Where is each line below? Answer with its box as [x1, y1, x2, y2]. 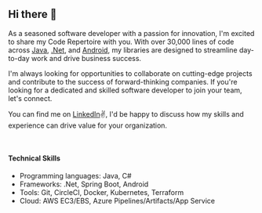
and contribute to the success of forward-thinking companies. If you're [8, 77, 238, 86]
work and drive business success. [31, 53, 142, 63]
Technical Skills [8, 153, 61, 163]
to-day [8, 53, 30, 63]
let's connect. [8, 93, 53, 103]
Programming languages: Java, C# [19, 171, 132, 181]
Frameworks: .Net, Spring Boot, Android [19, 179, 149, 189]
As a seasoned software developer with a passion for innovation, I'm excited [8, 28, 255, 38]
